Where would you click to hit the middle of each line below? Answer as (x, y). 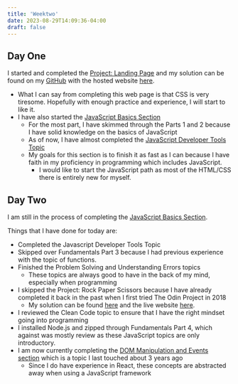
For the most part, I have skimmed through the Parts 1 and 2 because (129, 124)
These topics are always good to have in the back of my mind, (119, 275)
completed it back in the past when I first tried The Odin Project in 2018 (122, 297)
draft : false (27, 27)
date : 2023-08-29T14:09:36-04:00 (57, 21)
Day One (27, 56)
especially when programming (72, 282)
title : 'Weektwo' (33, 14)
